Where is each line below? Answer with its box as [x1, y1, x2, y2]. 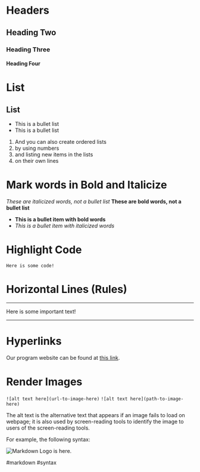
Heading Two [6, 27, 57, 38]
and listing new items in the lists [14, 151, 93, 158]
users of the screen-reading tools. [6, 424, 90, 431]
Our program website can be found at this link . [6, 354, 120, 361]
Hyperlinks [6, 335, 62, 348]
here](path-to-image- [130, 396, 184, 402]
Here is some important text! [6, 308, 76, 315]
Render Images [6, 375, 83, 388]
